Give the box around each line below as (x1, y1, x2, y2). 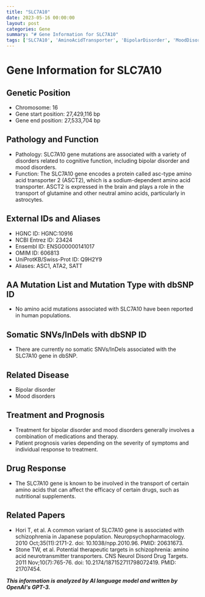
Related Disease (6, 370, 69, 380)
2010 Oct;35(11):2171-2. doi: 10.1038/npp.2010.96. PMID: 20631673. (15, 539, 184, 546)
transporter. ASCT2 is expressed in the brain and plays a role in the (15, 183, 184, 190)
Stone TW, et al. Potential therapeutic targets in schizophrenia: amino (15, 546, 189, 553)
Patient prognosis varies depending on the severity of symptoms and (15, 439, 189, 447)
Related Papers (6, 510, 65, 521)
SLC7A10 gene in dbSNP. (15, 352, 78, 359)
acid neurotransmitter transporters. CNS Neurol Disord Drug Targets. (15, 552, 189, 559)
